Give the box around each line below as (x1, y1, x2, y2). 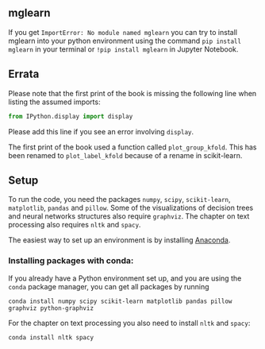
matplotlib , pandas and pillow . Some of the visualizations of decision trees (8, 203, 254, 213)
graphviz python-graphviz (8, 304, 94, 312)
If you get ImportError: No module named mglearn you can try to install (8, 27, 238, 37)
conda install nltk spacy (8, 333, 94, 341)
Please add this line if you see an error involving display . (8, 126, 194, 136)
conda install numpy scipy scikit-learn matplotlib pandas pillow (8, 297, 232, 305)
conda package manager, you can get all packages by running (8, 281, 209, 291)
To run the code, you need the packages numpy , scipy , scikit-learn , (8, 195, 232, 204)
